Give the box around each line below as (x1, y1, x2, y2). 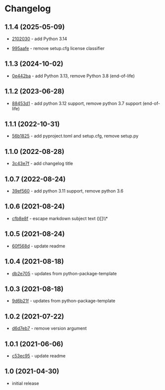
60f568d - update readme (11, 243, 65, 249)
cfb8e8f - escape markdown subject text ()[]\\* (11, 215, 108, 221)
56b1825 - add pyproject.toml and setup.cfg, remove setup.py (11, 133, 139, 139)
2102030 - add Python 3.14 (11, 36, 67, 42)
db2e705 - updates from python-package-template (11, 270, 117, 276)
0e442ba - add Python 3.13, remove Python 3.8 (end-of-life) (11, 73, 135, 79)
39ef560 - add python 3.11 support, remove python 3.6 (11, 188, 123, 194)
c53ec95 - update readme (11, 352, 66, 359)
